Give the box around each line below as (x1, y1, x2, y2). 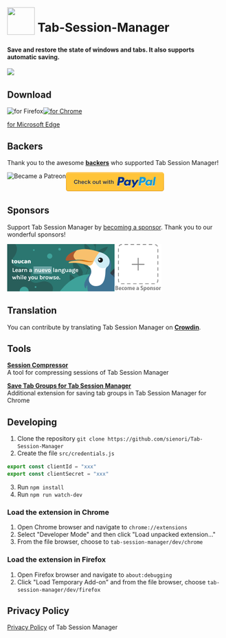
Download (7, 89, 52, 100)
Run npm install (16, 483, 65, 492)
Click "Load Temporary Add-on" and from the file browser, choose (16, 577, 206, 586)
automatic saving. (7, 52, 60, 61)
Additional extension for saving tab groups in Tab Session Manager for (7, 389, 207, 397)
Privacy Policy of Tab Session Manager (7, 623, 118, 632)
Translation (7, 305, 57, 316)
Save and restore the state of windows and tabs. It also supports (7, 45, 194, 54)
